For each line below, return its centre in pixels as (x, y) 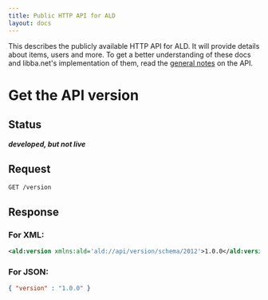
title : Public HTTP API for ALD (62, 16)
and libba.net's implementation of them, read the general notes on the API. (131, 63)
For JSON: (29, 271)
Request (30, 169)
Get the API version (74, 95)
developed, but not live (47, 144)
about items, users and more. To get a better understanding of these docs (130, 54)
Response (34, 212)
